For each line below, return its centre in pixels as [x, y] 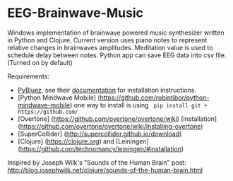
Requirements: [28, 76]
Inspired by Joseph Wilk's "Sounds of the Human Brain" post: [97, 162]
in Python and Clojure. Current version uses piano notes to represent [107, 40]
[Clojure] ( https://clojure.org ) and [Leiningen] [83, 141]
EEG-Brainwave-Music [75, 13]
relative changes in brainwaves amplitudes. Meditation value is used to [110, 47]
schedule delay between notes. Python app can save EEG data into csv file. [117, 55]
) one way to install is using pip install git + [138, 105]
